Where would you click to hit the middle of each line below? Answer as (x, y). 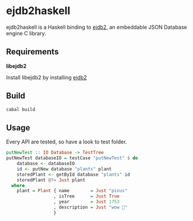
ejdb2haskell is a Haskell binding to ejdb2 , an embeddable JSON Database (96, 27)
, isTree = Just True (86, 196)
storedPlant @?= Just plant (51, 180)
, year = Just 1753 (86, 202)
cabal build (21, 109)
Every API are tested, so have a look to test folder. (66, 142)
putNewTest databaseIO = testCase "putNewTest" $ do (72, 158)
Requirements (32, 52)
